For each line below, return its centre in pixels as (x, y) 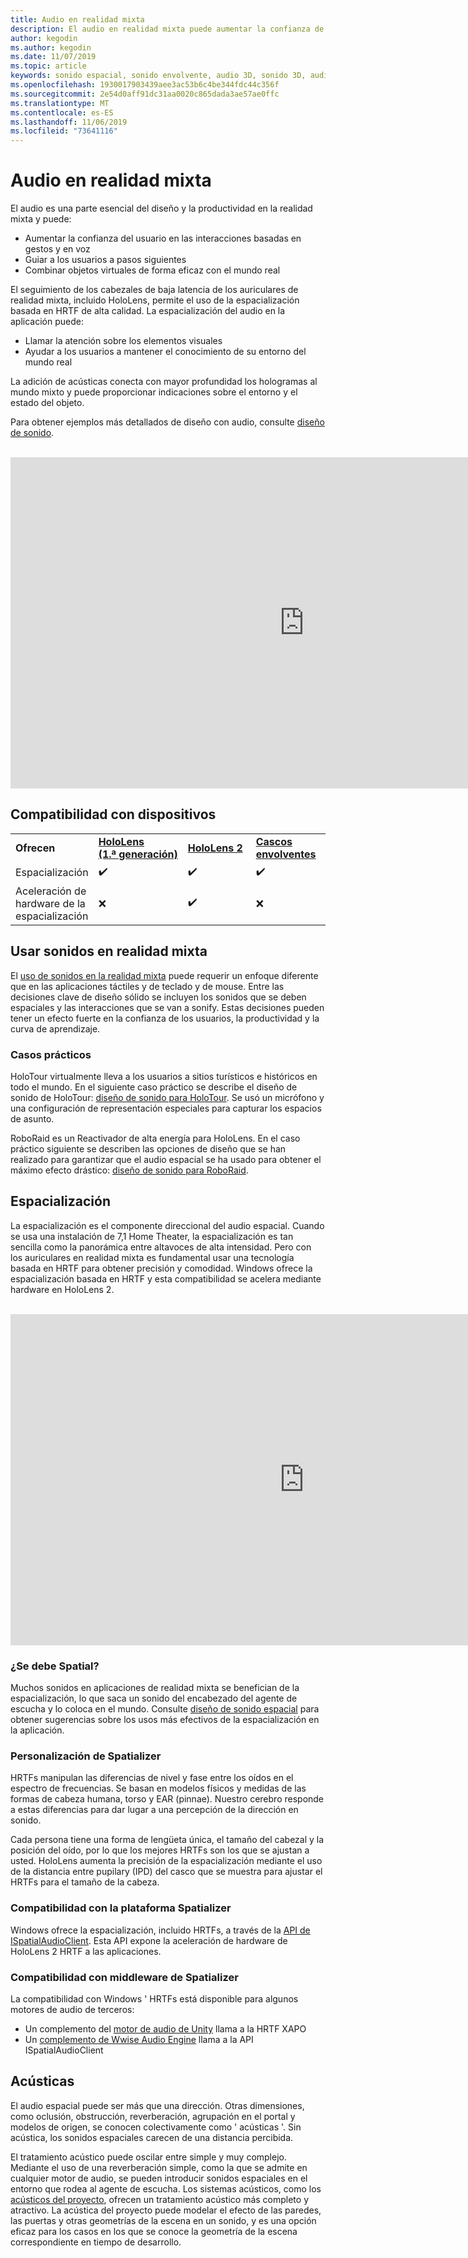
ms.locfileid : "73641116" (64, 131)
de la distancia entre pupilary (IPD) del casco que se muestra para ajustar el (166, 1872)
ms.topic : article (48, 66)
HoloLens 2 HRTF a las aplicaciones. (86, 1951)
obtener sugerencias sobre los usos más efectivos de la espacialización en (165, 1720)
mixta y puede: (41, 219)
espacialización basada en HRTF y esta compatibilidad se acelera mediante (166, 1278)
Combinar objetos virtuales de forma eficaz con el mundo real (152, 270)
